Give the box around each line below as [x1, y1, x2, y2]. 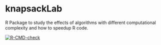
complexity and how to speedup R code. [5, 24, 88, 30]
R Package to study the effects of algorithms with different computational [5, 19, 156, 25]
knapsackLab [5, 3, 62, 14]
